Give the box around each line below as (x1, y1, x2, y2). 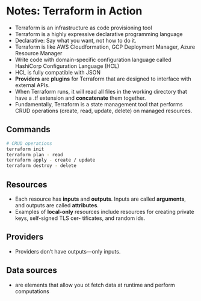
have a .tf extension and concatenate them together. (14, 94, 146, 102)
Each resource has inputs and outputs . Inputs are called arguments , (14, 195, 187, 202)
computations (14, 287, 49, 295)
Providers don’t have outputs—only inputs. (14, 248, 121, 255)
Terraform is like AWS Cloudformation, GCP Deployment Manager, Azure (14, 43, 196, 50)
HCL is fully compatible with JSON (14, 68, 101, 76)
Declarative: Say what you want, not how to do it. (14, 37, 137, 44)
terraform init (6, 146, 45, 152)
